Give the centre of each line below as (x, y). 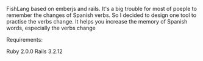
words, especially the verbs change (51, 28)
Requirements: (24, 40)
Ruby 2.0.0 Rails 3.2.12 (34, 51)
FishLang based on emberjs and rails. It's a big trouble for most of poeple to (101, 9)
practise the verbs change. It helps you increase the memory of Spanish (97, 21)
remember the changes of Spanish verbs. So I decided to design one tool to (101, 15)
